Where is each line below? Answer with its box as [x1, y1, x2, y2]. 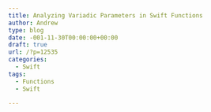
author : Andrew [8, 19, 58, 27]
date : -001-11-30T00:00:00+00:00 [8, 33, 119, 42]
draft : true [8, 41, 47, 49]
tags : [8, 70, 26, 78]
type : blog [8, 26, 44, 34]
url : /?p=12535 [8, 48, 58, 56]
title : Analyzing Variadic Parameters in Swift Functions [8, 11, 203, 20]
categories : [8, 56, 47, 64]
